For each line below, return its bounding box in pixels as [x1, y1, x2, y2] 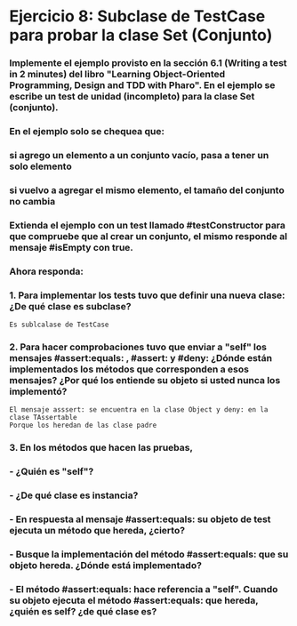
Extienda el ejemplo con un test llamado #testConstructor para [9, 219, 286, 231]
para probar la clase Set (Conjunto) [9, 25, 273, 45]
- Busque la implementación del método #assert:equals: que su [9, 548, 289, 560]
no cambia [9, 195, 56, 207]
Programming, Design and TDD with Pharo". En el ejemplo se [9, 79, 276, 92]
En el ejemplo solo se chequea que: [9, 125, 165, 138]
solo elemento [9, 160, 73, 173]
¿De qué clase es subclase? [9, 300, 132, 312]
